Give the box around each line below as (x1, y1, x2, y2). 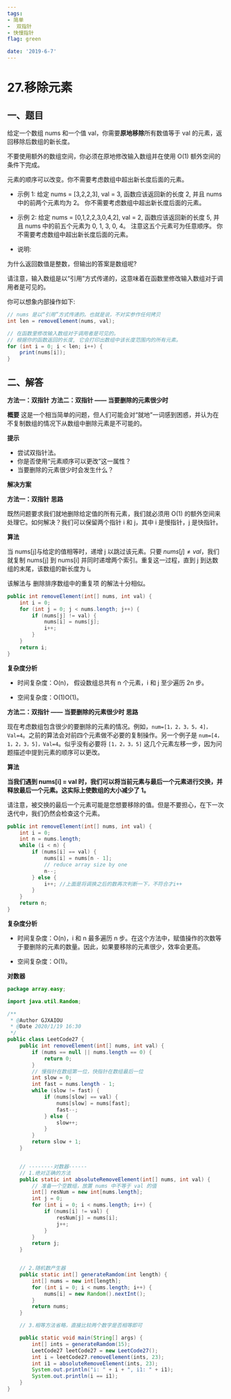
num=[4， (198, 732, 223, 739)
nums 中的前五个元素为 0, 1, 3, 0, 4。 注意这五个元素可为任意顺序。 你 (25, 222, 223, 230)
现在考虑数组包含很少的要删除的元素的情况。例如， (7, 722, 152, 730)
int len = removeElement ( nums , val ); (7, 317, 115, 324)
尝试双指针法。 (16, 448, 60, 456)
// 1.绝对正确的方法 (19, 1169, 71, 1177)
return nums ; (32, 1303, 69, 1310)
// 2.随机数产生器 (19, 1265, 66, 1272)
